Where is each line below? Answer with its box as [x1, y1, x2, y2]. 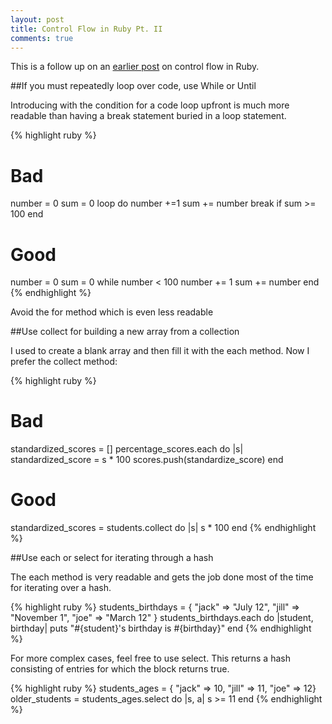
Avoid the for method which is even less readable [10, 306, 214, 318]
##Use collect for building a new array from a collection [10, 326, 240, 338]
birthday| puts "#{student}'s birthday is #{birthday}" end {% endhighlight [10, 622, 312, 635]
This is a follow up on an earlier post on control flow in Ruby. [10, 61, 260, 73]
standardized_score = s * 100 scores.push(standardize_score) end [10, 454, 284, 466]
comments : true [10, 33, 74, 43]
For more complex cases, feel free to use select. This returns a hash [10, 652, 291, 665]
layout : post [10, 14, 65, 25]
